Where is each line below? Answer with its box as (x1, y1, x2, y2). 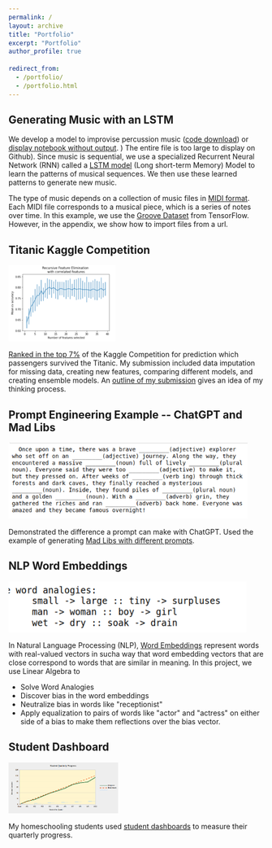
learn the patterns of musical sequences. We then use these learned (8, 169, 238, 179)
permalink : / (8, 13, 53, 21)
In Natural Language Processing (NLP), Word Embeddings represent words (8, 640, 260, 650)
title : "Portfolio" (8, 30, 75, 38)
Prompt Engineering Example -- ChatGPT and (8, 408, 243, 422)
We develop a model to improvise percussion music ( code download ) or (8, 134, 249, 144)
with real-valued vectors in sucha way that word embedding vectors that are (8, 649, 264, 658)
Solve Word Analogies (19, 682, 95, 692)
